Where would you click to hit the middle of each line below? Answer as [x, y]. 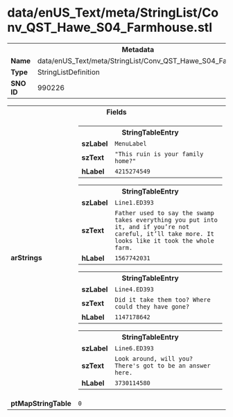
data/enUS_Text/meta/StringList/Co [113, 13]
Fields [116, 112]
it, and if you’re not [152, 227]
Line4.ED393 [134, 289]
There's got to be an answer [162, 365]
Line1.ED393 [134, 202]
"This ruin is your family [159, 154]
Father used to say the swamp [164, 213]
